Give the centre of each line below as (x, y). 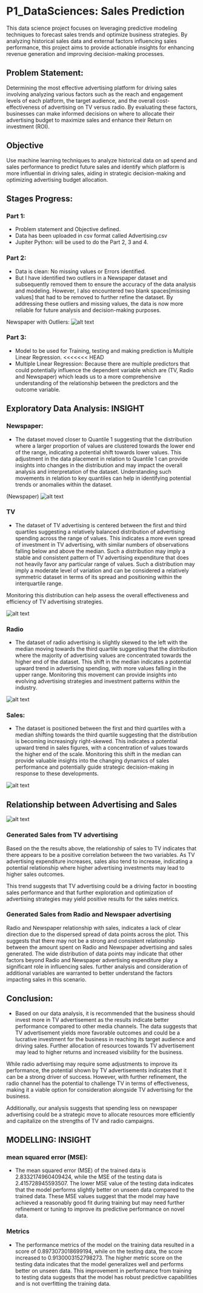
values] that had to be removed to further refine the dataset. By (94, 297)
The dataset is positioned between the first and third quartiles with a (100, 729)
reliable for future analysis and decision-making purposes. (88, 310)
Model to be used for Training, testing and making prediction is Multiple (104, 350)
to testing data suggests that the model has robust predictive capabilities (106, 1277)
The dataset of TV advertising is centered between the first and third (101, 525)
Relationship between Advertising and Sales (92, 804)
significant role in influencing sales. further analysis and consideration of (97, 966)
